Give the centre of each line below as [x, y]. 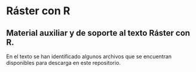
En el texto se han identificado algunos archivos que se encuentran [89, 57]
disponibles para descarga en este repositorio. [64, 63]
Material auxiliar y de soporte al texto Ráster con [98, 33]
